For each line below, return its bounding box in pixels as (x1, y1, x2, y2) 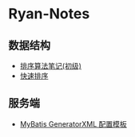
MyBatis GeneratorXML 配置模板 (19, 119, 128, 128)
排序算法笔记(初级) (19, 61, 82, 70)
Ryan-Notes (8, 5, 90, 23)
